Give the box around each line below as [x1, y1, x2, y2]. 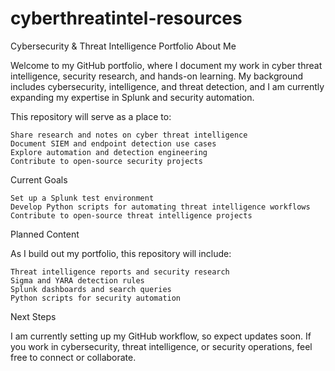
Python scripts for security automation [10, 293, 182, 303]
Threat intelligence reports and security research [10, 267, 230, 277]
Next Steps [10, 310, 57, 322]
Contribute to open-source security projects [10, 156, 203, 166]
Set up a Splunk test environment [10, 193, 155, 203]
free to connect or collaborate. [10, 351, 137, 363]
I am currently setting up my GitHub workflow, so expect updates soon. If [10, 330, 312, 342]
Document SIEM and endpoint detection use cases [10, 138, 217, 149]
